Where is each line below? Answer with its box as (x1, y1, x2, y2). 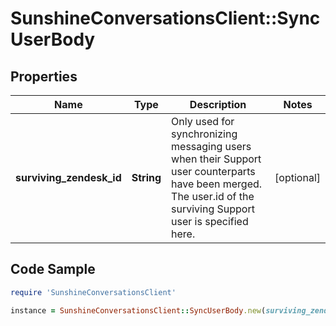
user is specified (171, 215, 249, 228)
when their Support (171, 152, 262, 166)
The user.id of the (171, 190, 255, 203)
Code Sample (10, 261, 96, 278)
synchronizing (171, 127, 238, 141)
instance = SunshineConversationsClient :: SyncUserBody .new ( (10, 305, 267, 316)
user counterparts (171, 165, 256, 178)
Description (189, 98, 247, 111)
